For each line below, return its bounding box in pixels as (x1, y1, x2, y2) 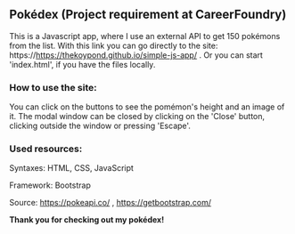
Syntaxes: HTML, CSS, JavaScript (9, 163, 134, 173)
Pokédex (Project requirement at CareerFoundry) (9, 7, 287, 22)
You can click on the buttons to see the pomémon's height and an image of (9, 101, 285, 112)
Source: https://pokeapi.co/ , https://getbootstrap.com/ (9, 198, 212, 208)
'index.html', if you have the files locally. (9, 59, 156, 69)
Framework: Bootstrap (9, 180, 91, 190)
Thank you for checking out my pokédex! (9, 214, 165, 225)
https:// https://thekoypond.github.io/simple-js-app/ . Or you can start (9, 49, 263, 61)
